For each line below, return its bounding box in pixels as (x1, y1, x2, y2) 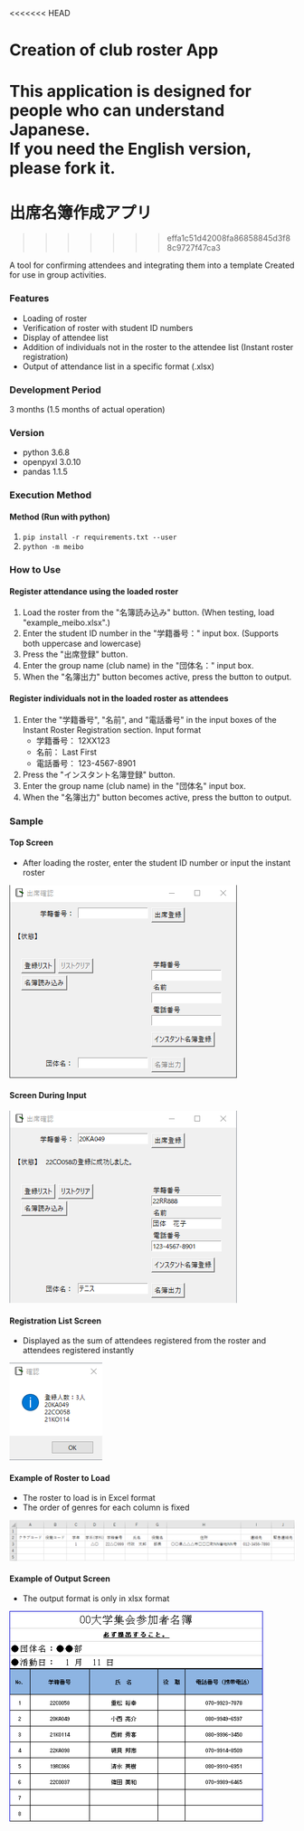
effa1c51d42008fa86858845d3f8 (166, 232, 291, 243)
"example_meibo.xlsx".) (22, 617, 111, 628)
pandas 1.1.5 (22, 466, 68, 478)
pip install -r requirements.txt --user (22, 533, 177, 542)
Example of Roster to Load (9, 1472, 110, 1483)
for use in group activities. (9, 270, 107, 280)
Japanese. (9, 119, 90, 140)
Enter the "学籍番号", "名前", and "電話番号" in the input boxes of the (22, 714, 278, 725)
